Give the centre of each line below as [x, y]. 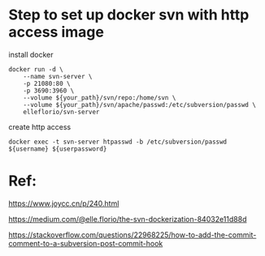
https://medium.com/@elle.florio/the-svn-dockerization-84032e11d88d [128, 219]
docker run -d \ [36, 69]
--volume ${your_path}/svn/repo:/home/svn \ [100, 98]
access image [56, 32]
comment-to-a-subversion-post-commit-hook [86, 243]
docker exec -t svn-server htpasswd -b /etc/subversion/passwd [118, 142]
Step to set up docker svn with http [129, 15]
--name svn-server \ [58, 76]
